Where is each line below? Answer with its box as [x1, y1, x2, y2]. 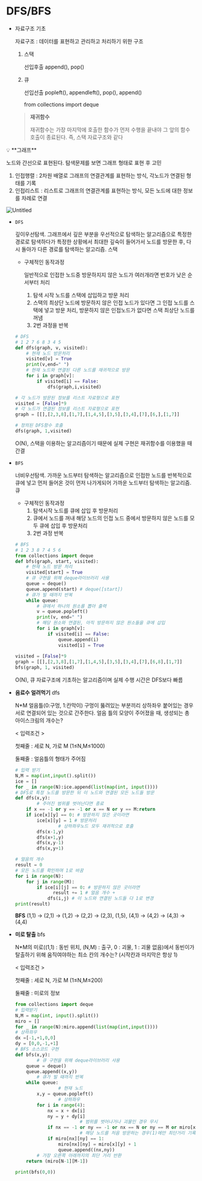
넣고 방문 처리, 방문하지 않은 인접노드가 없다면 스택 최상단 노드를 [44, 306, 195, 313]
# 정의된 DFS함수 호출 [14, 422, 63, 428]
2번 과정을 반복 [32, 321, 69, 328]
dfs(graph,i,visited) [47, 384, 102, 390]
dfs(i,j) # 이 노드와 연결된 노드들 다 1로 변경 [47, 895, 154, 902]
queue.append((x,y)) [26, 1068, 78, 1075]
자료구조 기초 [14, 25, 46, 32]
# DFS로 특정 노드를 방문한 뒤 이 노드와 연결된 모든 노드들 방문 [14, 789, 155, 795]
